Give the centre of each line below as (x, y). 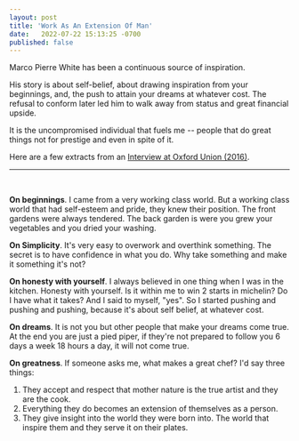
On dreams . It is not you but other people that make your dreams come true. (149, 327)
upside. (23, 113)
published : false (41, 42)
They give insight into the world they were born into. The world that (145, 418)
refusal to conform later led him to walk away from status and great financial (149, 104)
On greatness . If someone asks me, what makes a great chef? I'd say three (147, 363)
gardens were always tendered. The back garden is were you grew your (141, 219)
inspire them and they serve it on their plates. (105, 428)
